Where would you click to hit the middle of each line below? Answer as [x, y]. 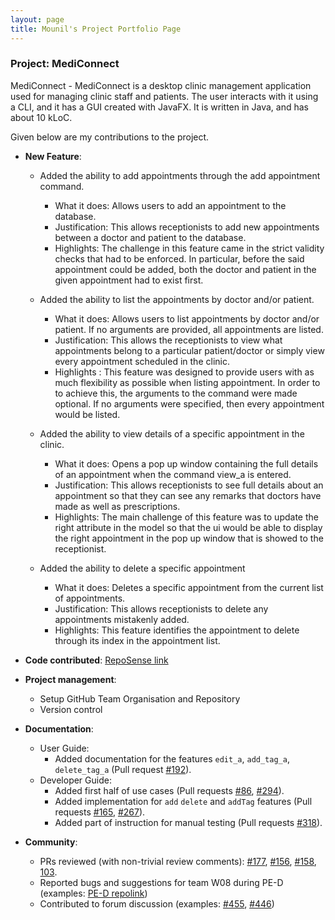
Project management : [70, 679]
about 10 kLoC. [41, 117]
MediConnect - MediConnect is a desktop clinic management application [161, 85]
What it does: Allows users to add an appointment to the [170, 205]
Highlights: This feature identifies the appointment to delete [177, 630]
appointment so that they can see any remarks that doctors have [188, 495]
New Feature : [53, 156]
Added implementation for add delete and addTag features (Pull [183, 801]
